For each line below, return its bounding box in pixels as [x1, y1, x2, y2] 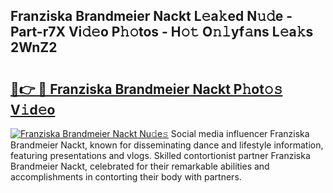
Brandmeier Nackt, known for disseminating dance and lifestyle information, [10, 139, 324, 151]
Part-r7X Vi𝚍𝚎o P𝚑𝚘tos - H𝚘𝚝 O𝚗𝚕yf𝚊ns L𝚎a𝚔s [10, 24, 314, 41]
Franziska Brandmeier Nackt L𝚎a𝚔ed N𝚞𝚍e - [10, 8, 293, 25]
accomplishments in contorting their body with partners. [10, 171, 242, 183]
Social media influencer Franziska [170, 128, 310, 139]
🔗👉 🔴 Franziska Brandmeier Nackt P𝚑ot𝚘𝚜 [10, 80, 283, 98]
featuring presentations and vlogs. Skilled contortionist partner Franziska [10, 150, 311, 161]
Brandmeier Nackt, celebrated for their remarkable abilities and [10, 160, 270, 172]
